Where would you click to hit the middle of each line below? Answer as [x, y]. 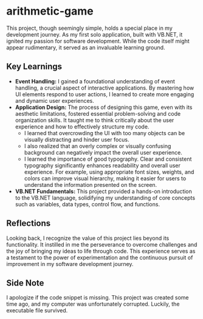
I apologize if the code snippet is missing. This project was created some [98, 298]
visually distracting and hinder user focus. [77, 139]
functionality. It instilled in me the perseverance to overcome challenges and [102, 244]
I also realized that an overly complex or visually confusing [98, 146]
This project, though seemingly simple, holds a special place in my [90, 28]
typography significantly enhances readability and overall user [102, 165]
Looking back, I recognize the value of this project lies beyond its [88, 238]
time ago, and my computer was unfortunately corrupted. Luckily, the [93, 304]
